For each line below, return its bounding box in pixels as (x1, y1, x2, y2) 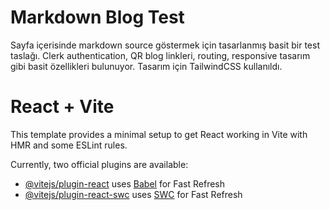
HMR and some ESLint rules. (10, 139, 128, 151)
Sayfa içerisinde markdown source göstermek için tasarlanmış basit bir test (10, 39, 320, 51)
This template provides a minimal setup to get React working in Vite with (10, 128, 308, 140)
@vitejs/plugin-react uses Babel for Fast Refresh (24, 177, 226, 190)
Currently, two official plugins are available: (10, 158, 189, 170)
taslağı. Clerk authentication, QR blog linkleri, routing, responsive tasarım (10, 49, 311, 61)
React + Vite (10, 96, 115, 118)
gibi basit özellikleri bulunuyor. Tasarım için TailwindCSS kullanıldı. (10, 60, 283, 72)
